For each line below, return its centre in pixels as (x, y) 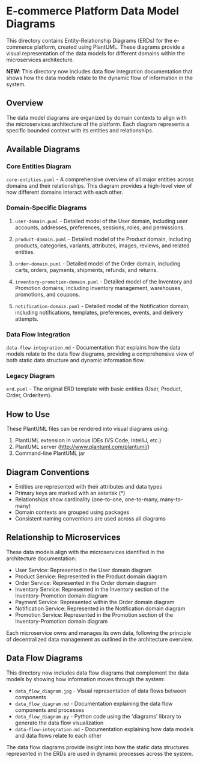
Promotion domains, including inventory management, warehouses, (98, 288)
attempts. (27, 319)
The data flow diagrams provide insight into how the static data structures (98, 747)
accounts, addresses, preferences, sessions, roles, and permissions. (100, 227)
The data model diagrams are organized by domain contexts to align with (97, 117)
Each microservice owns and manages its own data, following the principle (98, 632)
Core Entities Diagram (39, 167)
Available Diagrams (43, 150)
